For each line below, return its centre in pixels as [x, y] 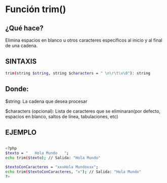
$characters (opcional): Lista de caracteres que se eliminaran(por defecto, [83, 111]
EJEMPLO [21, 132]
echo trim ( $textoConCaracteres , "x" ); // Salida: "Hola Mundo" [73, 172]
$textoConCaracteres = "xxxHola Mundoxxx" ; [52, 167]
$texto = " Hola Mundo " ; [37, 153]
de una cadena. [22, 46]
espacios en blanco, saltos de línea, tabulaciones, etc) [62, 116]
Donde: [17, 89]
